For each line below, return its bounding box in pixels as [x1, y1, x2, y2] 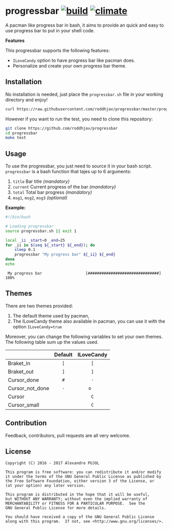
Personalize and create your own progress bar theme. [12, 62, 126, 69]
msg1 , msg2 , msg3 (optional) [12, 195, 68, 201]
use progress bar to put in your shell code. [5, 27, 95, 33]
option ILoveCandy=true [12, 323, 62, 330]
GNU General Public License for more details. [5, 505, 106, 511]
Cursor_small [8, 401, 39, 408]
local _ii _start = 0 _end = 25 [5, 238, 66, 243]
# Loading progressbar [5, 223, 54, 229]
